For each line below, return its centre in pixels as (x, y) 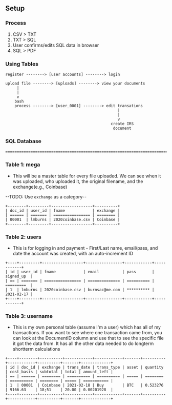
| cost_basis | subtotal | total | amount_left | (59, 372)
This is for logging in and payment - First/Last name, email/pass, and (85, 248)
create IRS (122, 124)
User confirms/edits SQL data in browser (56, 45)
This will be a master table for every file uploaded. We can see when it (87, 176)
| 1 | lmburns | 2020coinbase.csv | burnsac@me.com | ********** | (80, 290)
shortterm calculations (36, 349)
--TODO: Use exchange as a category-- (46, 196)
